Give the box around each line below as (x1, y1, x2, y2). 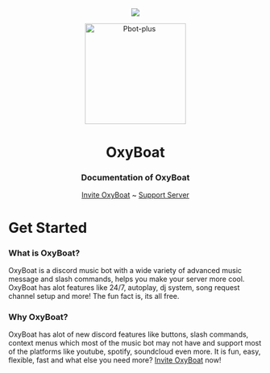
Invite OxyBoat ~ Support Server (81, 190, 189, 200)
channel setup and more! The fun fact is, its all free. (8, 291, 180, 300)
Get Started (8, 218, 87, 237)
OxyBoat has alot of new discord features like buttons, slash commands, (8, 329, 249, 339)
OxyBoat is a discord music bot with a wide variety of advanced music (8, 265, 243, 275)
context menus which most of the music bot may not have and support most (8, 338, 262, 348)
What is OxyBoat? (8, 247, 81, 259)
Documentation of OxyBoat (81, 172, 190, 184)
